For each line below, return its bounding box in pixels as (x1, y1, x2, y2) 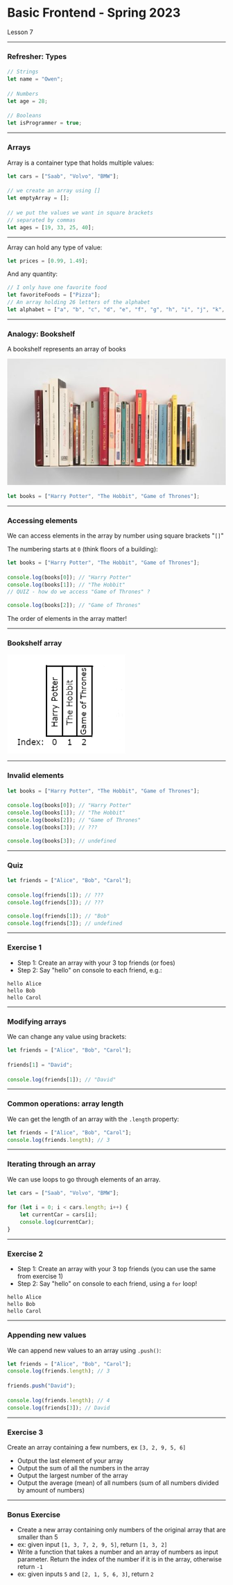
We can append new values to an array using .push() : (7, 1346, 162, 1354)
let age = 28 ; (7, 97, 49, 105)
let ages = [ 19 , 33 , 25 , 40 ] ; (7, 224, 95, 231)
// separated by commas (7, 217, 76, 224)
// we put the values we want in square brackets (7, 209, 154, 216)
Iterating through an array (7, 1159, 96, 1169)
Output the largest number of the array (17, 1471, 128, 1479)
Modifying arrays (7, 1016, 67, 1026)
